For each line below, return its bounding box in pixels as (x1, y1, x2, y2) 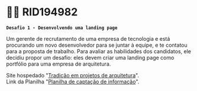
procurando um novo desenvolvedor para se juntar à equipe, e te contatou (6, 41, 188, 48)
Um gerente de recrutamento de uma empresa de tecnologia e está (6, 35, 170, 42)
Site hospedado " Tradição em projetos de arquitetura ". (6, 71, 140, 79)
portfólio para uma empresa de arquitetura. (6, 60, 111, 67)
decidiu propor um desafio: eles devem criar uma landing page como (6, 54, 175, 61)
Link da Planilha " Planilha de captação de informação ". (6, 78, 140, 85)
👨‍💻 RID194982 (6, 5, 78, 19)
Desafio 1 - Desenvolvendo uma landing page (6, 25, 118, 31)
